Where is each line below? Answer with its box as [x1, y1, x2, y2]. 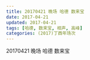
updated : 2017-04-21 [6, 19, 57, 25]
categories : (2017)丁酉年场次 [6, 31, 76, 36]
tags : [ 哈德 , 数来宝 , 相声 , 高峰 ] [6, 25, 83, 31]
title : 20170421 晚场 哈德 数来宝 [6, 8, 85, 15]
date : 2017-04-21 [6, 14, 49, 20]
